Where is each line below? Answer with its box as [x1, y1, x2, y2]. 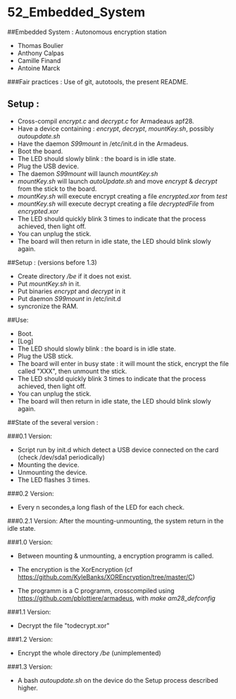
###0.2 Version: [7, 489, 54, 498]
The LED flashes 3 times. [17, 475, 90, 484]
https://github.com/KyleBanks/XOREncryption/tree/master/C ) [17, 572, 195, 581]
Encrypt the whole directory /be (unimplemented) [17, 648, 161, 657]
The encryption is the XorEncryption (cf [17, 565, 133, 573]
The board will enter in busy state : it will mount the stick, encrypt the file [17, 359, 229, 368]
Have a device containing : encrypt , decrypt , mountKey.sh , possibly [17, 124, 214, 133]
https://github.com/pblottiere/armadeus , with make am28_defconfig [17, 594, 216, 602]
